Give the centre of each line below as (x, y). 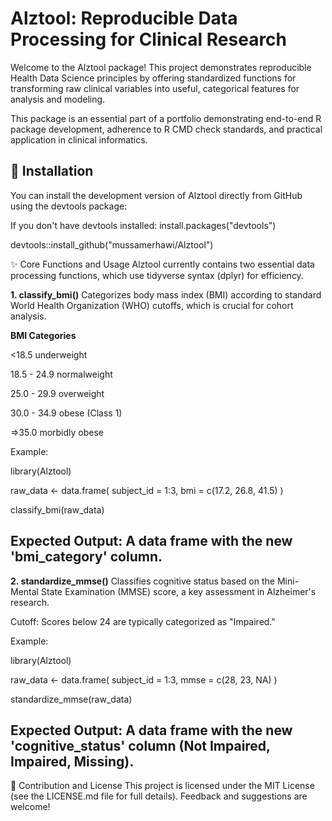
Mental (24, 591)
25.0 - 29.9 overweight (57, 393)
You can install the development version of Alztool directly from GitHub (156, 195)
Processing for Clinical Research (149, 39)
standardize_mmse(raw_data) (71, 699)
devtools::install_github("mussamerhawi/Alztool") (112, 244)
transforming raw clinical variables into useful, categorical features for (155, 88)
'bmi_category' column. (86, 557)
